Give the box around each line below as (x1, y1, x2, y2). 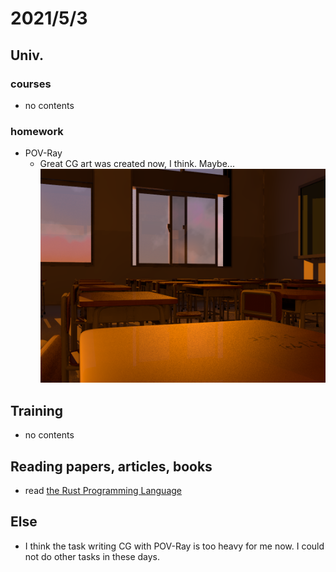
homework (10, 124, 64, 138)
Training (10, 402, 64, 419)
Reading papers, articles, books (10, 458, 213, 475)
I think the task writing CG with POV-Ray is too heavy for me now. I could (24, 540, 325, 552)
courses (10, 77, 52, 91)
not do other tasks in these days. (24, 550, 161, 562)
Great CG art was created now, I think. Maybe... (39, 158, 235, 170)
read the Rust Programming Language (24, 485, 182, 497)
